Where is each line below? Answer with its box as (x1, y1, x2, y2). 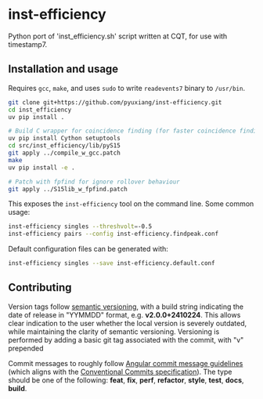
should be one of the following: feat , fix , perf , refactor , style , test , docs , (8, 375, 244, 385)
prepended (8, 343, 45, 353)
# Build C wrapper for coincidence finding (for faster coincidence (8, 127, 236, 135)
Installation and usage (8, 63, 119, 76)
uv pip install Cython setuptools (8, 135, 121, 143)
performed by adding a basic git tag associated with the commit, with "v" (8, 335, 244, 344)
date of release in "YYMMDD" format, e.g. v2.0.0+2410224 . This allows (8, 310, 241, 319)
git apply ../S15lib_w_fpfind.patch (8, 185, 128, 193)
